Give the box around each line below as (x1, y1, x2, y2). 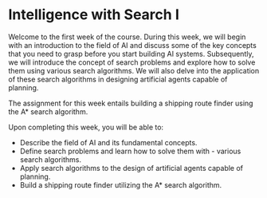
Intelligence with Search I (8, 6, 179, 24)
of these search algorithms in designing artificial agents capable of (8, 74, 228, 84)
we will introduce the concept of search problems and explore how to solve (8, 57, 256, 67)
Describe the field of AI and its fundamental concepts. (19, 137, 198, 147)
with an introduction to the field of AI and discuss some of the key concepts (8, 40, 257, 49)
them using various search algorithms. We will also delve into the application (8, 65, 260, 75)
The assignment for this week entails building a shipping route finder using (8, 98, 253, 108)
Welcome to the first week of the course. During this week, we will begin (8, 32, 246, 42)
